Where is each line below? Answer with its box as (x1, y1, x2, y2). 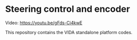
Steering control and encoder (5, 3, 130, 15)
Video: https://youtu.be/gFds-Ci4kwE (5, 20, 83, 26)
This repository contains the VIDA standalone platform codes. (5, 29, 133, 35)
